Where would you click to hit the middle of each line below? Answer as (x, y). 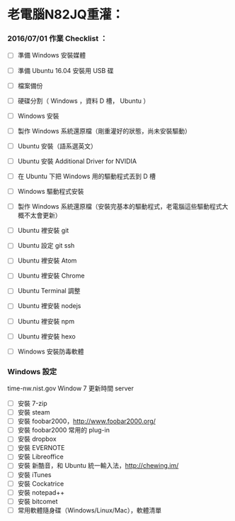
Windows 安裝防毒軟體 (51, 351)
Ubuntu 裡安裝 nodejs (49, 306)
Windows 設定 (32, 371)
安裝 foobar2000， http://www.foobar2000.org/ (86, 421)
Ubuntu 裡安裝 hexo (46, 336)
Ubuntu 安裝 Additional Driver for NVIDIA (77, 161)
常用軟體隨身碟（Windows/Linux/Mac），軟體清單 (89, 510)
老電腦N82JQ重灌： (66, 15)
